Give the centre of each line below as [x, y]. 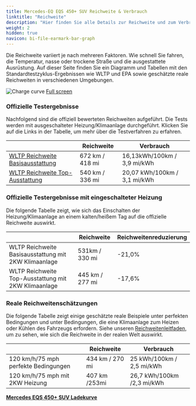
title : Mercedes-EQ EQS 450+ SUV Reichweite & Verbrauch [77, 11]
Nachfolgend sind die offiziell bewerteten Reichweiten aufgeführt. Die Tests [97, 119]
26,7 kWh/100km [154, 376]
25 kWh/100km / [153, 359]
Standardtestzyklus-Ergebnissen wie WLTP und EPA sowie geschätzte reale [97, 74]
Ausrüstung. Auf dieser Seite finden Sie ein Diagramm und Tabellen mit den [97, 67]
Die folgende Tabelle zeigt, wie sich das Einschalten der [73, 210]
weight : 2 [18, 28]
